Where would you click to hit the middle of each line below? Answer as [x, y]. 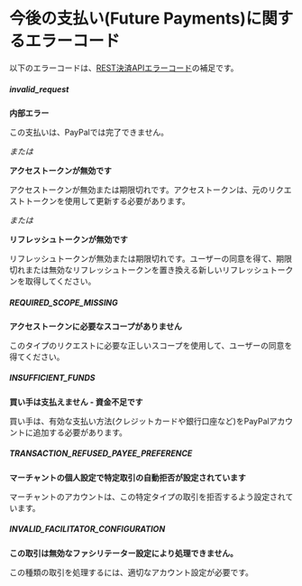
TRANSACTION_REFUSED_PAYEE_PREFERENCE [101, 453]
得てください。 [37, 357]
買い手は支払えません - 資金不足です [76, 402]
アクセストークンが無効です [61, 170]
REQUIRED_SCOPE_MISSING [64, 302]
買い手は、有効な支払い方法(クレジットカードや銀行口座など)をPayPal [139, 421]
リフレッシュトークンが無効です [69, 239]
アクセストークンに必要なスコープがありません [96, 326]
